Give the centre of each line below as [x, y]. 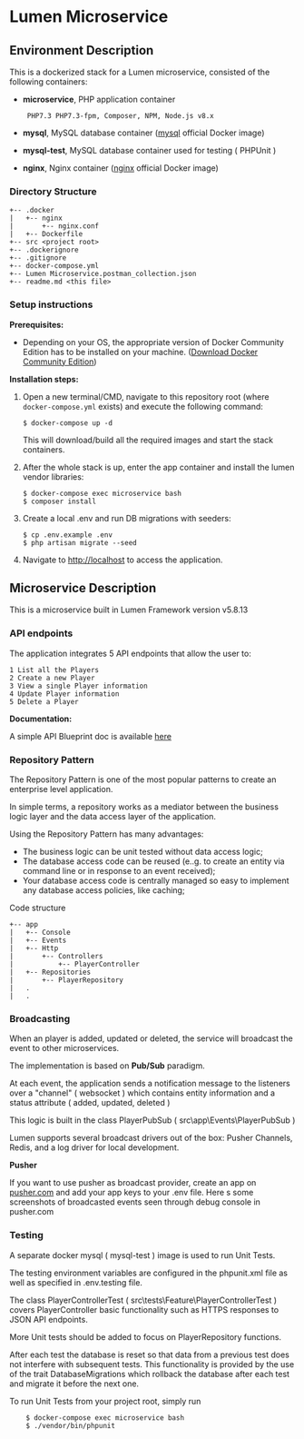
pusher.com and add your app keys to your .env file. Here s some [132, 1193]
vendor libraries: [53, 476]
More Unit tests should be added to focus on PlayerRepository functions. [146, 1336]
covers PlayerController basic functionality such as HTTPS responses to [144, 1309]
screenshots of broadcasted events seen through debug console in [135, 1202]
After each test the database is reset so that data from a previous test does [150, 1355]
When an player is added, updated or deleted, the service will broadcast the [151, 1038]
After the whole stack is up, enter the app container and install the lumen [158, 467]
